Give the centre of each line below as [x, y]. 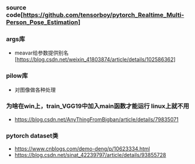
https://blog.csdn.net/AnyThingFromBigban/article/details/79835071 [97, 119]
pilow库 [17, 76]
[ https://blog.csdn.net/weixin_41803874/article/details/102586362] [95, 60]
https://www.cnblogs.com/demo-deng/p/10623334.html [82, 149]
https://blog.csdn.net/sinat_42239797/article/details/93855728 [90, 155]
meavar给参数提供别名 [41, 53]
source [16, 8]
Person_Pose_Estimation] [43, 22]
